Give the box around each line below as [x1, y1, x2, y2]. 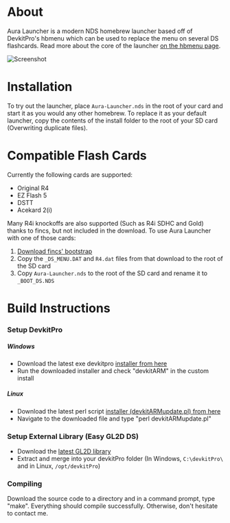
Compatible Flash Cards [7, 148, 148, 164]
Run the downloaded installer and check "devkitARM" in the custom [16, 366, 209, 375]
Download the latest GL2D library [16, 447, 111, 456]
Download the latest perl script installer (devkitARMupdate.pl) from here [16, 407, 221, 415]
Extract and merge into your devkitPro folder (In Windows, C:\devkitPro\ [16, 455, 224, 463]
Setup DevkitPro [7, 325, 63, 334]
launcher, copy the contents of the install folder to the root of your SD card [7, 116, 218, 125]
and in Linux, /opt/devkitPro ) [16, 462, 101, 470]
